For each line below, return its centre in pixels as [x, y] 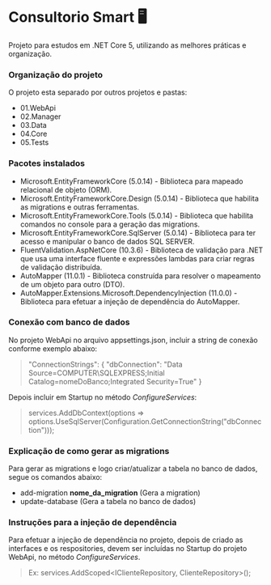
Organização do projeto [56, 74]
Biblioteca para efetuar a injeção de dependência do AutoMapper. [130, 301]
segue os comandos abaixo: [55, 477]
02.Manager [40, 117]
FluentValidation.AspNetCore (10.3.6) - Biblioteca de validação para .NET [142, 250]
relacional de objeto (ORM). [66, 189]
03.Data [33, 125]
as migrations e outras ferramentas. [80, 207]
